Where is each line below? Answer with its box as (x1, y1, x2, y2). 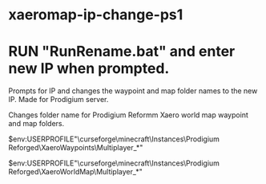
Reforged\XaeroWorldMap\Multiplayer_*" (8, 167, 143, 177)
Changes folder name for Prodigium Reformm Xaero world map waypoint (8, 110, 248, 120)
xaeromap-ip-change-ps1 (8, 6, 183, 24)
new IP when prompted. (8, 59, 170, 78)
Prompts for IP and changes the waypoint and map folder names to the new (8, 86, 258, 96)
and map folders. (8, 119, 65, 129)
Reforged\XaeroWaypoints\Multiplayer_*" (8, 143, 143, 153)
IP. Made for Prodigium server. (8, 95, 109, 104)
